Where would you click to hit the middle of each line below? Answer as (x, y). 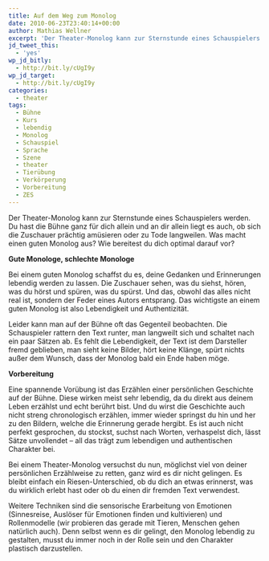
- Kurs (26, 120)
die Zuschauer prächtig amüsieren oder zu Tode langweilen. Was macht (127, 234)
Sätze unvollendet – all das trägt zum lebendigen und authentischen (120, 440)
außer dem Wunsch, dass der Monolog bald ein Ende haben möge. (119, 358)
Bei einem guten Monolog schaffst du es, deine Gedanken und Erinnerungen (135, 274)
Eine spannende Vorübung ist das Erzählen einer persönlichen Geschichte (131, 389)
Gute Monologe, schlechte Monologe (71, 258)
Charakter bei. (32, 449)
